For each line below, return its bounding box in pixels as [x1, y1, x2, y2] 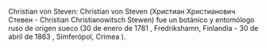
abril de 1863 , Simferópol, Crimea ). [8, 32, 126, 41]
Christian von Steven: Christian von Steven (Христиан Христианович [8, 7, 236, 16]
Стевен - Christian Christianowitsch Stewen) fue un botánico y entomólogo [8, 15, 255, 24]
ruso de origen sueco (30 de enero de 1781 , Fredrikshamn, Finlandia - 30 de [8, 24, 259, 32]
